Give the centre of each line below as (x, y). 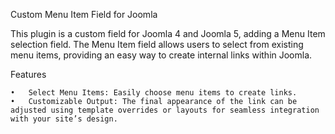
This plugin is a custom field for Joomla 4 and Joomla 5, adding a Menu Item (168, 33)
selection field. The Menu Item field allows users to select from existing (157, 44)
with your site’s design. (64, 119)
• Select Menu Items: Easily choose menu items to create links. (154, 93)
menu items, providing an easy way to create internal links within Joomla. (161, 55)
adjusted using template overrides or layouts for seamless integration (165, 110)
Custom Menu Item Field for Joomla (84, 14)
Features (28, 74)
